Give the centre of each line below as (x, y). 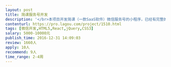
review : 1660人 (21, 43)
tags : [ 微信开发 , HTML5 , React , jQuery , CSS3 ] (49, 29)
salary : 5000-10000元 (28, 33)
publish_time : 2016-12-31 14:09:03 (43, 38)
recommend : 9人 (21, 52)
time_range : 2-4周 (24, 57)
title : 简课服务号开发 (27, 15)
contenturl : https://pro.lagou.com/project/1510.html (64, 24)
